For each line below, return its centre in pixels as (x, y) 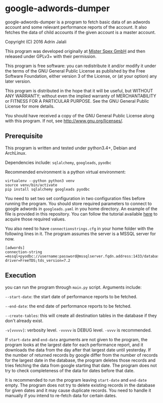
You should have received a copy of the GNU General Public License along (80, 115)
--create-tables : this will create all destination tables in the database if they (81, 315)
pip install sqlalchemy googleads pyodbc (48, 189)
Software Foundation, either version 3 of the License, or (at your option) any (81, 76)
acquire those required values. (36, 219)
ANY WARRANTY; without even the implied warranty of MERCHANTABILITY (81, 96)
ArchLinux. (16, 153)
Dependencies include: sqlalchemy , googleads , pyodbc (58, 162)
